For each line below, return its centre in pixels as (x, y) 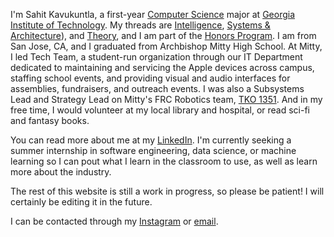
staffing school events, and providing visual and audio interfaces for (150, 78)
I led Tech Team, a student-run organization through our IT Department (156, 57)
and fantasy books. (50, 120)
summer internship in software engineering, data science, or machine (153, 150)
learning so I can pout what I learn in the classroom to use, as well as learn (164, 161)
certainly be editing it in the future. (81, 202)
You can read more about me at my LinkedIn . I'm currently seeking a (151, 140)
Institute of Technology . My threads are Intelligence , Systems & (140, 25)
